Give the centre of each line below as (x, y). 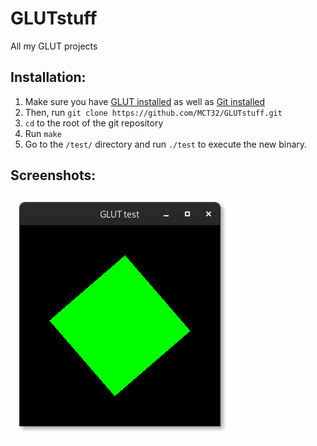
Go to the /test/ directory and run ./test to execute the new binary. (166, 144)
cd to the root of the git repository (94, 123)
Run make (43, 133)
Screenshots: (53, 175)
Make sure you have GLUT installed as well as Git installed (145, 101)
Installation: (48, 77)
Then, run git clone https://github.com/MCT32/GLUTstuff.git (153, 112)
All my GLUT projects (54, 46)
